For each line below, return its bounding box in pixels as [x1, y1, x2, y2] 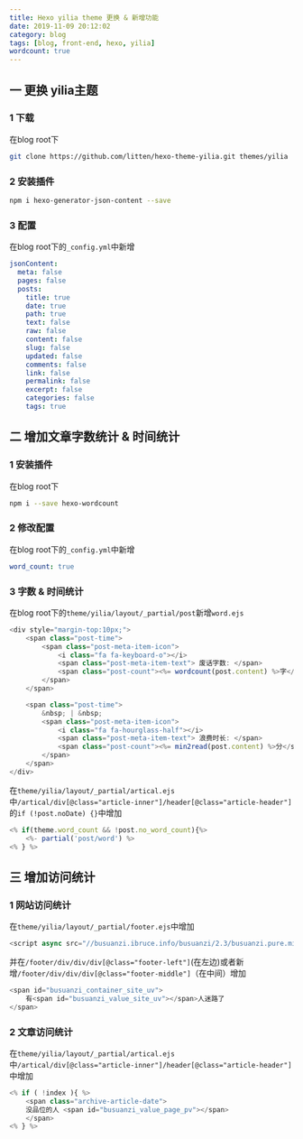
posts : [17, 284, 42, 293]
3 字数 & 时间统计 [9, 585, 84, 597]
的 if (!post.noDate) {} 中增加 [9, 807, 123, 818]
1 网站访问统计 [9, 899, 72, 912]
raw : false [25, 327, 67, 336]
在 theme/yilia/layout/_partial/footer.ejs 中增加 [9, 921, 196, 932]
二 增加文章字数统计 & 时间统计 [9, 430, 180, 445]
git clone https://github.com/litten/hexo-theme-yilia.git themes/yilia [9, 152, 289, 161]
